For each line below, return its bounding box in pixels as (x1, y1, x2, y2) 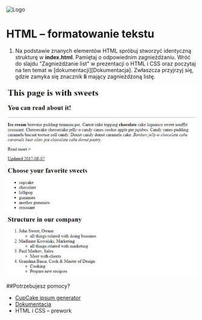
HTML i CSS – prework (15, 307, 72, 314)
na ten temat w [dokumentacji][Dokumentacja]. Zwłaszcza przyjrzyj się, (15, 66, 194, 73)
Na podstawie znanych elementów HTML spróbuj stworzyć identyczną (15, 47, 192, 54)
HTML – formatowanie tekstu (6, 27, 155, 41)
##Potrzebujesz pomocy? (6, 282, 71, 290)
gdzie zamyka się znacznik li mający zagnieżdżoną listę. (15, 73, 155, 80)
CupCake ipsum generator (15, 294, 81, 301)
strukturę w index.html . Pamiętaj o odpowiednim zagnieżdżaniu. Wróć (15, 53, 191, 61)
